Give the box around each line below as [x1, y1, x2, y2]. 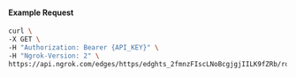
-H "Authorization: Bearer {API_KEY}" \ [8, 42, 160, 52]
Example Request [8, 7, 74, 18]
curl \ [8, 27, 33, 35]
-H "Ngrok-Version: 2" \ [8, 51, 100, 60]
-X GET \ [8, 35, 41, 44]
